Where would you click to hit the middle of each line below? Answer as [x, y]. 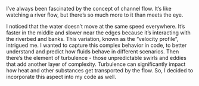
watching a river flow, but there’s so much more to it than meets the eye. [95, 15]
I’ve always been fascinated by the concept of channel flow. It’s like [89, 9]
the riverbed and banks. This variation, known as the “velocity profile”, [92, 39]
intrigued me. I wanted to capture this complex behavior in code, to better [97, 45]
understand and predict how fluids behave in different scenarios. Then [93, 52]
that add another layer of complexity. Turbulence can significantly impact [96, 64]
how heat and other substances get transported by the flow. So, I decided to [100, 70]
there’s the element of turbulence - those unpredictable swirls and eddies [96, 58]
